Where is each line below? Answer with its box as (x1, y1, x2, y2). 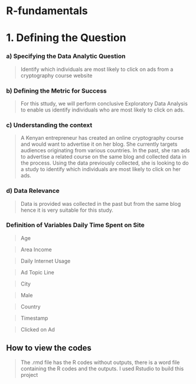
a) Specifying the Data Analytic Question (6, 52, 126, 60)
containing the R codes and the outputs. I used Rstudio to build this (20, 365, 184, 372)
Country (20, 303, 41, 310)
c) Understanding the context (6, 121, 93, 129)
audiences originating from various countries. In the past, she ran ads (20, 147, 190, 154)
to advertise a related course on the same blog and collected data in (20, 153, 187, 160)
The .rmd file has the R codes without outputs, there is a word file (20, 359, 180, 366)
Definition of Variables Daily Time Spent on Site (6, 221, 145, 229)
